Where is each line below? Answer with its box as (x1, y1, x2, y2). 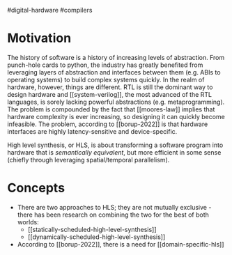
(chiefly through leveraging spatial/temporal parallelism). (7, 155, 170, 164)
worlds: (17, 217, 40, 226)
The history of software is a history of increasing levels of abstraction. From (7, 53, 225, 61)
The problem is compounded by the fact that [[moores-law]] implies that (7, 105, 215, 114)
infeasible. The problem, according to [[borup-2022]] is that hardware (7, 120, 208, 128)
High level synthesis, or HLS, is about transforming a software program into (7, 141, 224, 149)
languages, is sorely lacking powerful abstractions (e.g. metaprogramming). (7, 98, 225, 106)
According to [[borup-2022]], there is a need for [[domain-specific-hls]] (17, 240, 224, 248)
